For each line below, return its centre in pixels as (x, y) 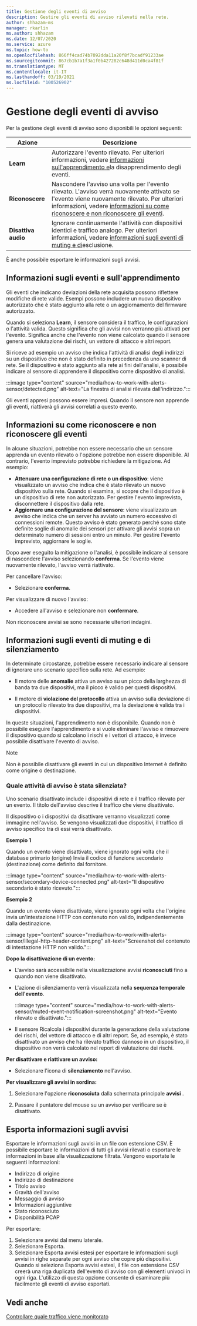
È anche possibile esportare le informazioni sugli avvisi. (73, 259)
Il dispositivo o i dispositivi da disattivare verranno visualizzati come (88, 816)
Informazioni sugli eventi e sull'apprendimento (93, 278)
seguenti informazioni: (33, 1163)
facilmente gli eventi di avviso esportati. (62, 1284)
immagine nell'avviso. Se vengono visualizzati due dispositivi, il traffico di (95, 822)
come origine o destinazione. (41, 770)
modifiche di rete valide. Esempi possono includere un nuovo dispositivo (94, 298)
